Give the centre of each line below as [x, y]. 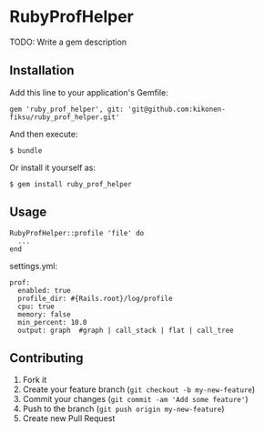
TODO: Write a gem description [68, 42]
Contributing [46, 358]
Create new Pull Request [69, 418]
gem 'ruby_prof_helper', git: [67, 109]
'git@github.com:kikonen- [176, 109]
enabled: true [44, 290]
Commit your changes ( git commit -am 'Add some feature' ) [135, 399]
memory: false [44, 314]
